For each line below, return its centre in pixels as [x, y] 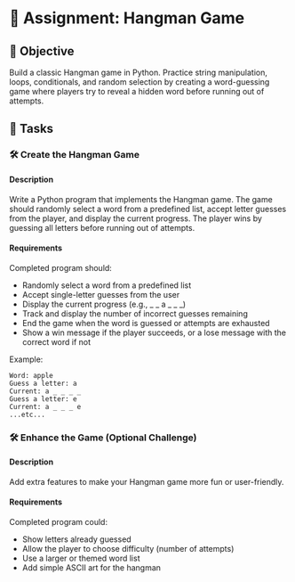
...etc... [28, 414]
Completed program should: [61, 267]
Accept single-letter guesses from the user [101, 294]
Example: [26, 359]
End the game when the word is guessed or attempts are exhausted [146, 323]
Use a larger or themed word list [81, 558]
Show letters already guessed [76, 539]
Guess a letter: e [43, 399]
